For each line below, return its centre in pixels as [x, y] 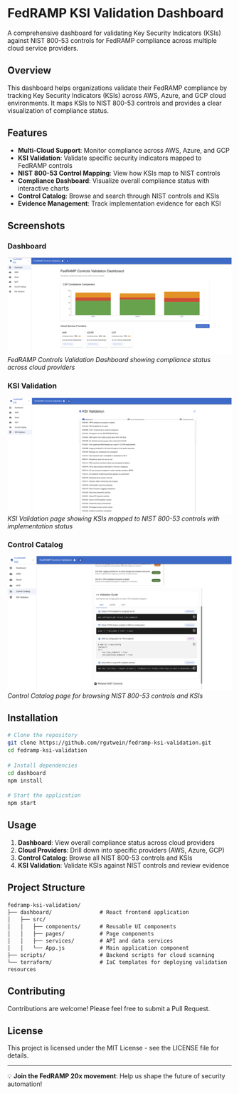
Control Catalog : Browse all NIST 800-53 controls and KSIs [105, 858]
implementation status [40, 526]
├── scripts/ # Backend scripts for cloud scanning [111, 955]
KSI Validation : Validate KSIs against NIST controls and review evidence [123, 865]
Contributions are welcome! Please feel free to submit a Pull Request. [109, 1008]
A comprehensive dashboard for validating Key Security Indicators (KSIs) [115, 33]
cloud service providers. [43, 48]
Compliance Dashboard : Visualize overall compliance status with [113, 181]
